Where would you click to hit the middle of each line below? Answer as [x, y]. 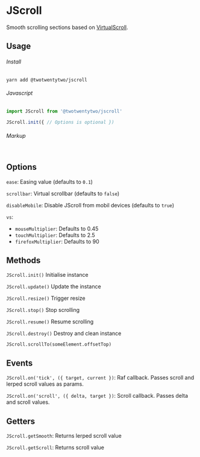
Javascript [20, 93]
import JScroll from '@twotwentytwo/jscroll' [64, 111]
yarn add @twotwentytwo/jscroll [47, 80]
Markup [16, 136]
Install [14, 62]
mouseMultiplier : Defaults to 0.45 [57, 228]
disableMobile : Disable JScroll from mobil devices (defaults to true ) [90, 205]
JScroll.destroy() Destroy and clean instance [64, 334]
